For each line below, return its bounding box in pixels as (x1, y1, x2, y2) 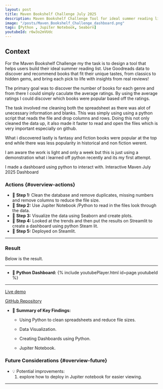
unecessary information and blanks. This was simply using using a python (5, 110, 153, 116)
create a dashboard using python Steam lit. (12, 223, 98, 229)
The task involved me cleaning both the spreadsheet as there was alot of (5, 105, 151, 110)
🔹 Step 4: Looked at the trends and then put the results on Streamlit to (12, 218, 153, 224)
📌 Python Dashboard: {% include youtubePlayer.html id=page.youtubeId (12, 270, 158, 276)
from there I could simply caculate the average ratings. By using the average (5, 90, 158, 96)
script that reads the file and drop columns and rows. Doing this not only (5, 115, 149, 121)
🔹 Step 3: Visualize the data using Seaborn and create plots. (12, 213, 133, 218)
